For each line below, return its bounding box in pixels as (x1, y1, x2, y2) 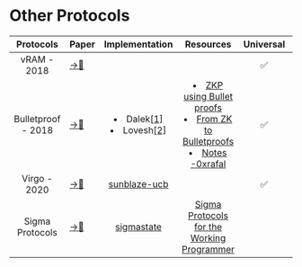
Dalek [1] (125, 112, 164, 125)
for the (194, 220, 223, 233)
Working (190, 231, 226, 244)
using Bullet (182, 90, 234, 102)
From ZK (196, 112, 233, 125)
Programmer (181, 243, 235, 255)
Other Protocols (9, 5, 130, 26)
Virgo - (22, 172, 53, 184)
